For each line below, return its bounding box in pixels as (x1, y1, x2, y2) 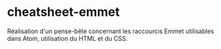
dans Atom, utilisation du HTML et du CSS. (7, 34, 128, 42)
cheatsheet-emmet (7, 4, 120, 20)
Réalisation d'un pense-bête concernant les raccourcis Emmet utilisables (7, 27, 215, 35)
